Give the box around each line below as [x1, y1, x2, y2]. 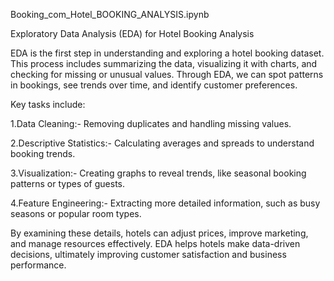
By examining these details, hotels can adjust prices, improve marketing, [10, 227, 309, 239]
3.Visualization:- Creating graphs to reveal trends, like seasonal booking [10, 167, 307, 179]
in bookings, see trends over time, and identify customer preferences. [10, 79, 298, 91]
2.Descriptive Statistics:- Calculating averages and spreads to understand [10, 137, 315, 149]
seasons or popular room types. [10, 208, 142, 219]
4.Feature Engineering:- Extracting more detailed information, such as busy [10, 197, 321, 209]
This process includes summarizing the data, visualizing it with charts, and [10, 58, 318, 69]
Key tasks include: [10, 99, 86, 110]
